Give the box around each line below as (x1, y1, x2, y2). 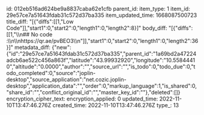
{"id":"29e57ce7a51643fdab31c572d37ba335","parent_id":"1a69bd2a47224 (6, 50, 197, 57)
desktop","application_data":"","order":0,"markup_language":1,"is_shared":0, (6, 82, 197, 90)
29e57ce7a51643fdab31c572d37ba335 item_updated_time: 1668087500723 (6, 11, 197, 19)
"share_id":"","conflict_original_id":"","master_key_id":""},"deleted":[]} (6, 89, 181, 96)
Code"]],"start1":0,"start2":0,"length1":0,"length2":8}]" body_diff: (6, 24, 167, 31)
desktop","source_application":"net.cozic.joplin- (6, 76, 127, 83)
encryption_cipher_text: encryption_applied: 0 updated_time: (6, 95, 158, 102)
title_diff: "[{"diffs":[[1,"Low (6, 18, 74, 25)
